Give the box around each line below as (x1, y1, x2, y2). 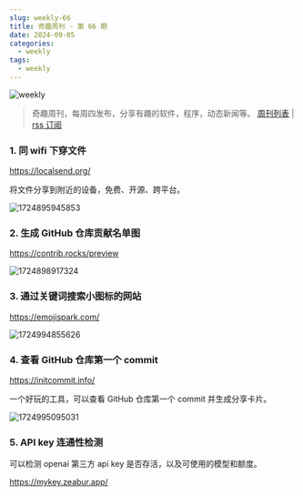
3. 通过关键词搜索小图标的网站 (9, 290, 142, 303)
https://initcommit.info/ (9, 375, 96, 386)
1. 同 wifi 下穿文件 (9, 144, 86, 157)
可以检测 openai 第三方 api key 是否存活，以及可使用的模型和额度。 (9, 459, 262, 470)
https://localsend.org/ (9, 166, 91, 177)
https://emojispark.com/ (9, 311, 100, 322)
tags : (9, 56, 30, 65)
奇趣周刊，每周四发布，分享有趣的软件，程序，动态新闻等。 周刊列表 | (31, 107, 295, 118)
